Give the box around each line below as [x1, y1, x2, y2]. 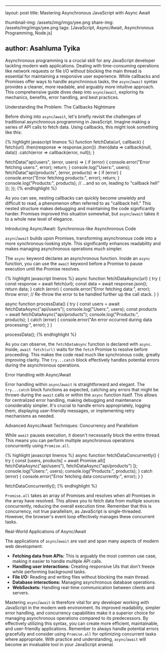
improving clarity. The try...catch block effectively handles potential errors [5, 357, 160, 363]
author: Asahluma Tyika [5, 44, 81, 53]
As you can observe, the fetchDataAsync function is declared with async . [5, 341, 152, 347]
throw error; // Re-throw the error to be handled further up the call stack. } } [5, 291, 159, 297]
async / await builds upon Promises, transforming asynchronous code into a [5, 235, 157, 241]
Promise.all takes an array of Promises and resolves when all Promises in [5, 492, 156, 498]
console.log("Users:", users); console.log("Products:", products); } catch [5, 468, 153, 474]
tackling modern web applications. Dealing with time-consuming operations [5, 62, 159, 68]
